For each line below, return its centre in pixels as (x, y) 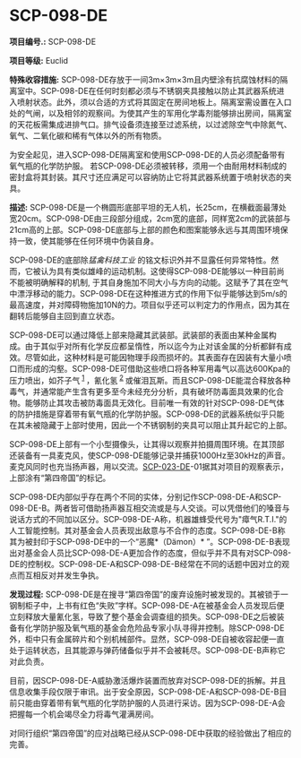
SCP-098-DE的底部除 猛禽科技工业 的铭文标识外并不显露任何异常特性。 (140, 260)
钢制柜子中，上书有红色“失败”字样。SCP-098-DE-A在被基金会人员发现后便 (147, 605)
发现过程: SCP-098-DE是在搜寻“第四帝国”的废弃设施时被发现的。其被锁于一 (149, 594)
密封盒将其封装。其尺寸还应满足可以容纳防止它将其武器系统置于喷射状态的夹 (150, 177)
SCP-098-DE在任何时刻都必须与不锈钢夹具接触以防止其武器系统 (159, 90)
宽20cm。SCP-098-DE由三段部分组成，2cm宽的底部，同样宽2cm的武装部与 (150, 218)
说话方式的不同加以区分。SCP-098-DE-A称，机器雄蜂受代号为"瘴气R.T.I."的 (148, 519)
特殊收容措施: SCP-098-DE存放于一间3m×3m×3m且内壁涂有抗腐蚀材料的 (145, 79)
